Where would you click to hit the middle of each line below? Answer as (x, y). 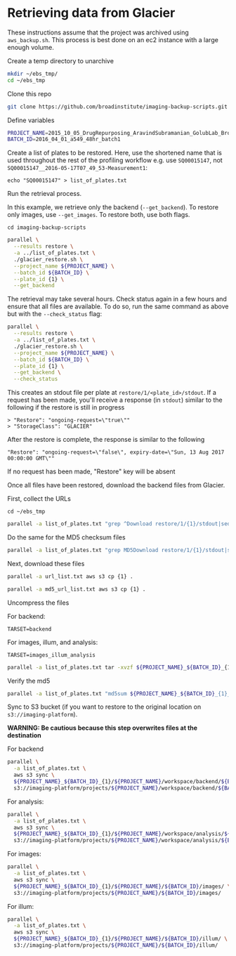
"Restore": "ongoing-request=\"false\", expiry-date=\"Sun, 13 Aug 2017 (116, 452)
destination (24, 735)
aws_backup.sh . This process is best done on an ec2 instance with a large (113, 39)
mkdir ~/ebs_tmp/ (33, 74)
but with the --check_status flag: (55, 314)
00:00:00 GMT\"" (31, 459)
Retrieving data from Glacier (91, 13)
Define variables (31, 120)
